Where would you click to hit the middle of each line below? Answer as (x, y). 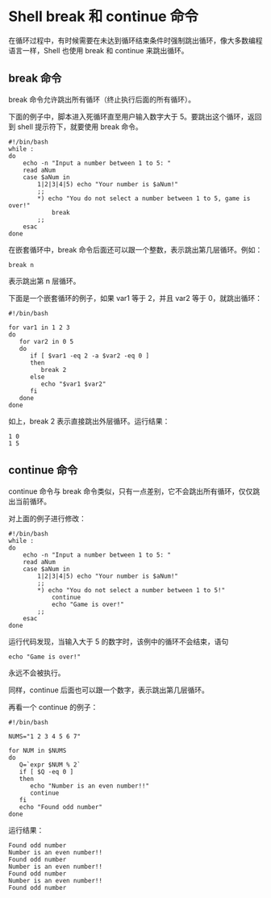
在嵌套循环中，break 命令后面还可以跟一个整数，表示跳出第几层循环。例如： (135, 249)
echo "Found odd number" (61, 807)
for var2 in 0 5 (46, 341)
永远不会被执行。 (37, 672)
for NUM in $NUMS (38, 750)
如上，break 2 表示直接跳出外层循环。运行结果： (89, 421)
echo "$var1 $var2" (73, 384)
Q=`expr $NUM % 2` (50, 764)
